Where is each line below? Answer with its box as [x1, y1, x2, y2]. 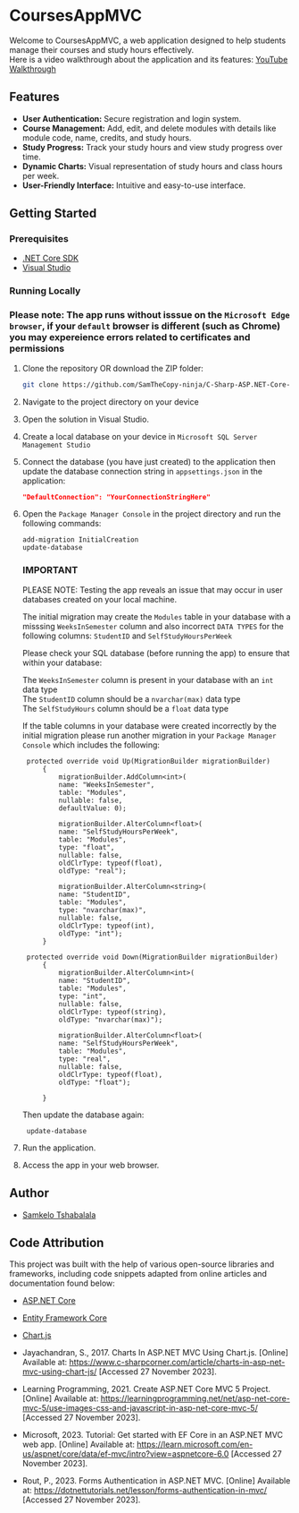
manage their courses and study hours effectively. [9, 44, 195, 55]
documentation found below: [9, 1278, 116, 1289]
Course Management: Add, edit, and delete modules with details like [21, 123, 277, 133]
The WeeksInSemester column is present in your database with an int [21, 674, 274, 685]
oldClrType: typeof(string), [58, 1007, 167, 1016]
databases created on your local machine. [21, 594, 177, 604]
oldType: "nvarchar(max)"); [58, 1015, 163, 1024]
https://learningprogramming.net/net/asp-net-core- [100, 1393, 290, 1404]
